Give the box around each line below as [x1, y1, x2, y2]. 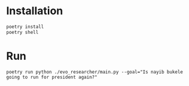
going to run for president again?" [6, 74, 97, 80]
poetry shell [6, 29, 39, 35]
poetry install [6, 24, 44, 30]
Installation [6, 4, 63, 18]
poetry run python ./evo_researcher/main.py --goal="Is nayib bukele [6, 69, 184, 75]
